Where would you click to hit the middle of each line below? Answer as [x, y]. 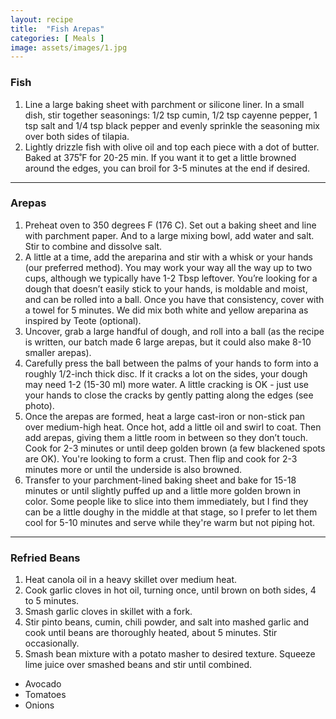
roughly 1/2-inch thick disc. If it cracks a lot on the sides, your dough [166, 373]
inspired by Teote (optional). [83, 320]
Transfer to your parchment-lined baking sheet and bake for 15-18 [160, 480]
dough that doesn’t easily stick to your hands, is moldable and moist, [166, 288]
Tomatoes [45, 695]
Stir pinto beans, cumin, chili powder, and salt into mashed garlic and [167, 622]
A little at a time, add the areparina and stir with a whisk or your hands [169, 257]
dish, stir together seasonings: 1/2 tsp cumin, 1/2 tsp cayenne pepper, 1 [171, 115]
